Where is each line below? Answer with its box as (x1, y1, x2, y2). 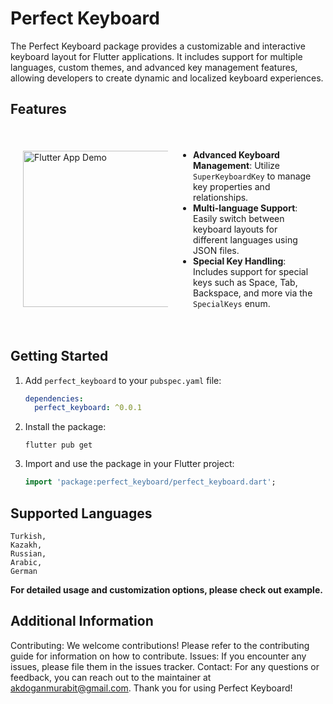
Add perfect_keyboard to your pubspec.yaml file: (24, 374, 222, 386)
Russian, (10, 549, 47, 559)
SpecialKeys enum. (193, 297, 271, 309)
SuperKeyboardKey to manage (193, 170, 312, 182)
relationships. (193, 191, 249, 203)
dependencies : (24, 393, 84, 404)
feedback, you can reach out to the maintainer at (10, 671, 212, 683)
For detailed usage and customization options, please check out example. (10, 584, 323, 596)
